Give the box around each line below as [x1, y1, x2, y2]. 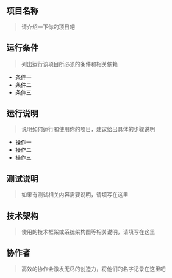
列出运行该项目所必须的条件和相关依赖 [21, 60, 118, 67]
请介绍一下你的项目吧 [21, 23, 75, 31]
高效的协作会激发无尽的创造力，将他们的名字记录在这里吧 [21, 265, 166, 272]
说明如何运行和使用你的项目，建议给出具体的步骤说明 [21, 126, 156, 133]
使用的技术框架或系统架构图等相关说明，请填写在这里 [21, 228, 156, 236]
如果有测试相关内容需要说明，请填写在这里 [21, 191, 129, 198]
